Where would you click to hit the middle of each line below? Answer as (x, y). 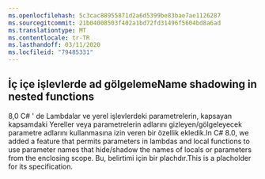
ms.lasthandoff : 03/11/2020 (55, 45)
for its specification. (41, 166)
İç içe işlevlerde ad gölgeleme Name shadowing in (132, 84)
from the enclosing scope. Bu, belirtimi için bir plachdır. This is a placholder (130, 158)
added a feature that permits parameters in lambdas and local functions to (129, 141)
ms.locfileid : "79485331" (51, 52)
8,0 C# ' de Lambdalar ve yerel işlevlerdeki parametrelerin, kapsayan (120, 116)
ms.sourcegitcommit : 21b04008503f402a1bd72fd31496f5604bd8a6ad (115, 23)
